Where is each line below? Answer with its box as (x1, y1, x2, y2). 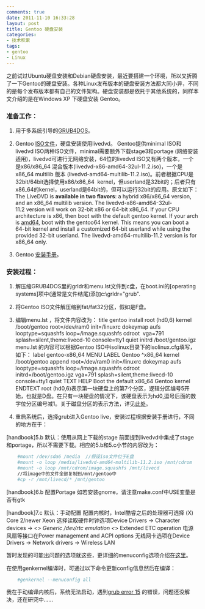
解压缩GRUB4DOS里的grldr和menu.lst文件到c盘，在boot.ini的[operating (15, 283, 196, 290)
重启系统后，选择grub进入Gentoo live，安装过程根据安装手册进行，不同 (15, 413, 195, 420)
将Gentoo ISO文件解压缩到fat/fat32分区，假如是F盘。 (15, 304, 149, 311)
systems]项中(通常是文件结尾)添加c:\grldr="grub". (15, 290, 141, 297)
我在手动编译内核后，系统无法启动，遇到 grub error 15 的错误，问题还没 (6, 588, 185, 596)
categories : (6, 32, 37, 38)
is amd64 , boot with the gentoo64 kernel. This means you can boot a (15, 219, 189, 226)
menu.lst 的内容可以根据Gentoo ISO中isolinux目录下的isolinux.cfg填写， (15, 343, 196, 351)
